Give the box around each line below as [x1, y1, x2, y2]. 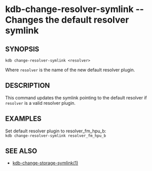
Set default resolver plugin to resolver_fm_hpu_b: [5, 128, 106, 134]
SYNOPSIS [5, 45, 39, 53]
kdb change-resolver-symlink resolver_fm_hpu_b [5, 133, 106, 138]
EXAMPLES [5, 114, 41, 123]
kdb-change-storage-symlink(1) [12, 160, 78, 166]
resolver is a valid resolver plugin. [5, 100, 76, 106]
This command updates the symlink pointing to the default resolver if [5, 94, 147, 101]
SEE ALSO [5, 147, 37, 155]
